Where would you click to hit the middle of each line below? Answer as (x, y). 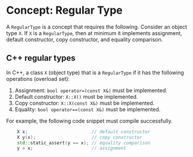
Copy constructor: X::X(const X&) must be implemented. (85, 103)
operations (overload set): (38, 78)
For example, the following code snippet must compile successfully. (89, 121)
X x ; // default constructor (84, 131)
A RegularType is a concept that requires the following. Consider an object (97, 27)
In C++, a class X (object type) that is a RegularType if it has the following (95, 73)
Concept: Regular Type (65, 10)
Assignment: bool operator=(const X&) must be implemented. (91, 90)
